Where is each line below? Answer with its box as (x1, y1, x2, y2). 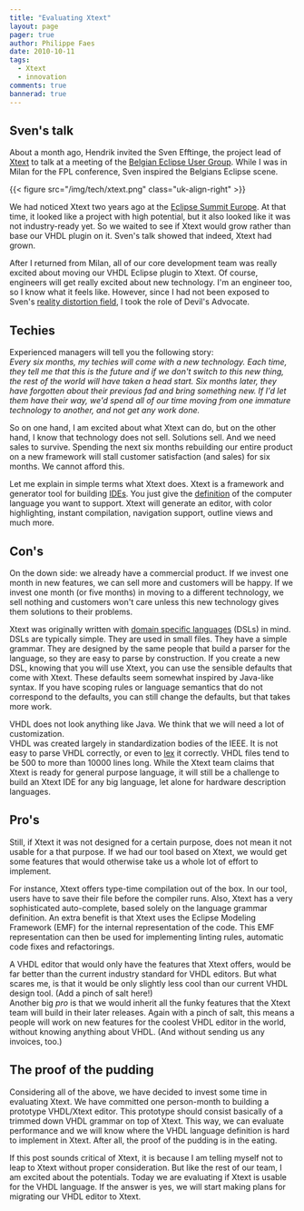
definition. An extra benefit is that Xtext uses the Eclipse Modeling (9, 912, 257, 923)
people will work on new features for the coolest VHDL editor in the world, (9, 1017, 287, 1027)
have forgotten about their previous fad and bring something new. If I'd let (9, 385, 287, 396)
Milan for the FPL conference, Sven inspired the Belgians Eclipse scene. (9, 166, 279, 177)
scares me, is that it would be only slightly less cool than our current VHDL (9, 978, 289, 988)
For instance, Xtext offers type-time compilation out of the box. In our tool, (9, 883, 288, 894)
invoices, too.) (9, 1036, 63, 1047)
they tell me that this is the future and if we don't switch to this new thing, (9, 366, 284, 377)
